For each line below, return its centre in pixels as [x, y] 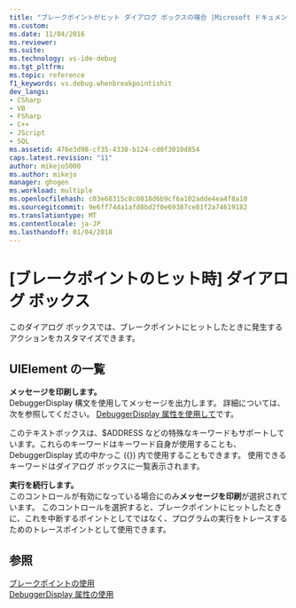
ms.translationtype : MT [53, 215]
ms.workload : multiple [51, 191]
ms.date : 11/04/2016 [47, 34]
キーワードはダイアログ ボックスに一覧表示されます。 [107, 466]
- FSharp [25, 116]
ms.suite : [27, 51]
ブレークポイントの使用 [52, 583]
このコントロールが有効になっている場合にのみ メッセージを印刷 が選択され [145, 496]
